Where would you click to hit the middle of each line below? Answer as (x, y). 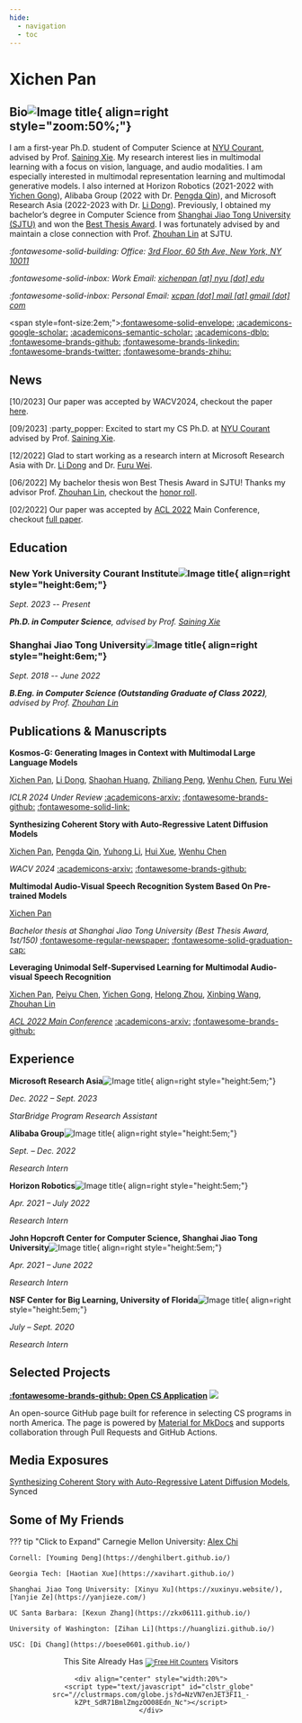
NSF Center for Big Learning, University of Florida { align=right (151, 1300)
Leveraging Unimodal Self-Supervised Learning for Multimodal (129, 967)
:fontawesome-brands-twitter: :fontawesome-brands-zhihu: (120, 351)
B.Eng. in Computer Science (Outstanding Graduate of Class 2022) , (138, 694)
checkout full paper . (46, 520)
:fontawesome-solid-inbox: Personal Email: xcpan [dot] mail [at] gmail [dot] (150, 296)
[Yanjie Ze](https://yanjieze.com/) (78, 1598)
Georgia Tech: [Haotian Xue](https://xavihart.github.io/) (122, 1574)
